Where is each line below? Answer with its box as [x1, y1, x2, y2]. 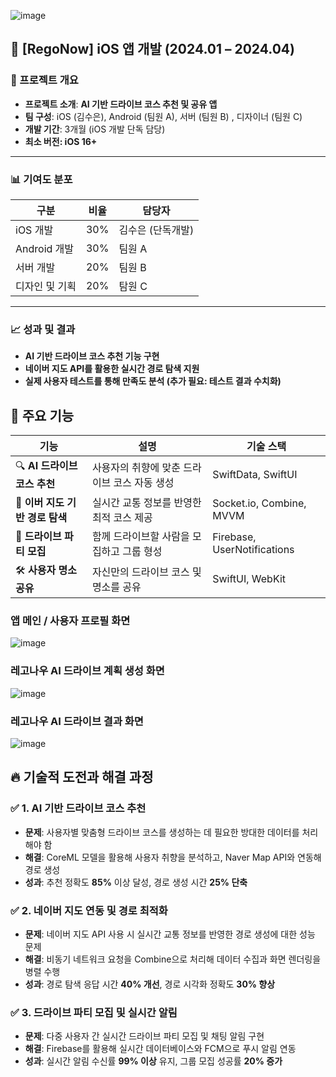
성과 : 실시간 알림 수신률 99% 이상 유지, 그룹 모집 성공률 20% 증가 [24, 1055, 283, 1067]
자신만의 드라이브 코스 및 [91, 565, 202, 579]
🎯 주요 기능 [10, 407, 75, 424]
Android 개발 [15, 241, 75, 255]
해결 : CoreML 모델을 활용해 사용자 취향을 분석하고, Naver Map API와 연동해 [24, 851, 322, 863]
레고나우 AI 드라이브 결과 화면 [10, 714, 144, 728]
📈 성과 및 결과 [10, 322, 76, 336]
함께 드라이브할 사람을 [91, 530, 190, 544]
